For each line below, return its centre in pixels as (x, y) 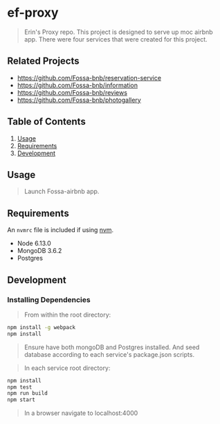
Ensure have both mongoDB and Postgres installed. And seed (112, 347)
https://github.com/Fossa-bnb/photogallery (79, 100)
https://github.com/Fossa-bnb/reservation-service (89, 78)
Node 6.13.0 (34, 243)
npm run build (28, 394)
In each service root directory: (67, 368)
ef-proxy (33, 13)
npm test (20, 387)
